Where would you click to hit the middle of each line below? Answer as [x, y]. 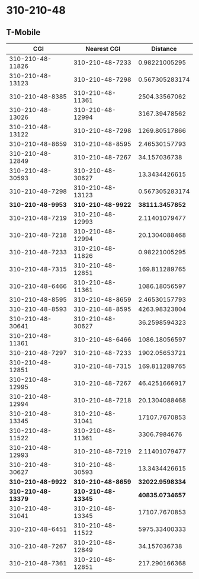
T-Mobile [23, 32]
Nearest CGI [103, 49]
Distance [164, 49]
